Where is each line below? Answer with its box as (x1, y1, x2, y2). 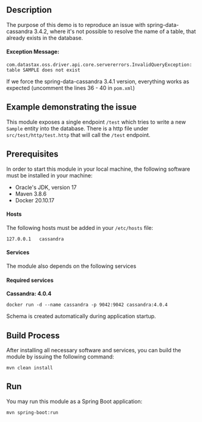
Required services (6, 276, 54, 284)
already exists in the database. (6, 34, 84, 42)
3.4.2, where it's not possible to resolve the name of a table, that (34, 28, 197, 35)
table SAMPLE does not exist (6, 67, 81, 73)
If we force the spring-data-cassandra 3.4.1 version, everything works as (6, 78, 189, 85)
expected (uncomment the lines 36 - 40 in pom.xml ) (6, 84, 135, 92)
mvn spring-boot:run (6, 409, 59, 415)
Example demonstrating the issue (6, 102, 137, 113)
